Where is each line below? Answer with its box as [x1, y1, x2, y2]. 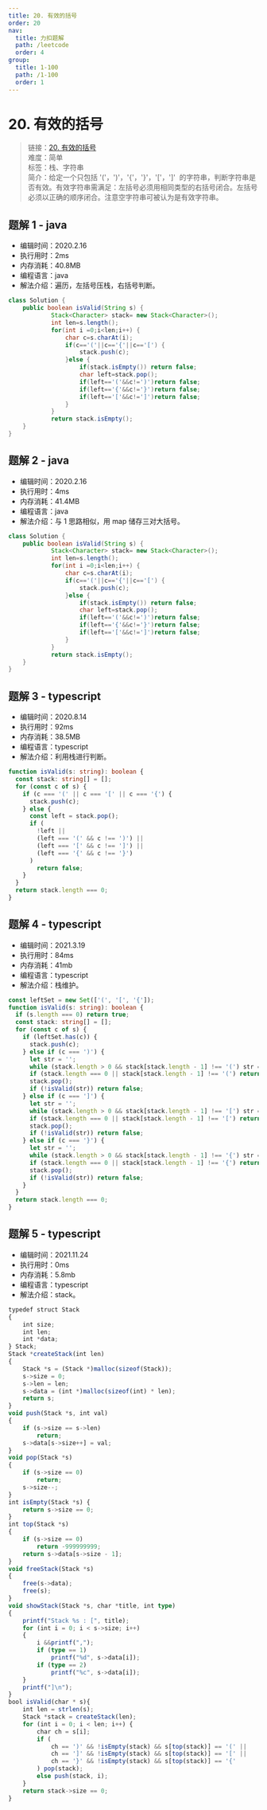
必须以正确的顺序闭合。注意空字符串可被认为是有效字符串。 [27, 193, 223, 202]
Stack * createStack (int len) [8, 1351, 105, 1358]
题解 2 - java [8, 454, 70, 467]
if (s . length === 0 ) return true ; [15, 1011, 130, 1019]
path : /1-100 [15, 71, 59, 79]
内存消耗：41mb [19, 960, 73, 970]
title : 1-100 [15, 64, 59, 72]
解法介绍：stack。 [19, 1289, 80, 1299]
